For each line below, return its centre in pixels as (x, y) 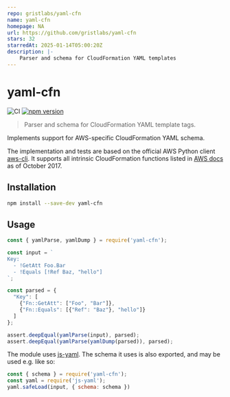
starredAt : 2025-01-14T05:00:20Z (55, 45)
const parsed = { (32, 291)
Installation (32, 187)
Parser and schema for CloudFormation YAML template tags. (110, 124)
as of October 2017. (35, 166)
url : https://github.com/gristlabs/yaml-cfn (72, 33)
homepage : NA (26, 26)
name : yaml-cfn (29, 20)
